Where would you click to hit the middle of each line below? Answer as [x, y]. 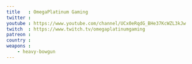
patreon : [19, 35]
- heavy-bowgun [36, 52]
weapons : [19, 46]
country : [19, 40]
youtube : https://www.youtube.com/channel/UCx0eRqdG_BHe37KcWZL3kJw [96, 23]
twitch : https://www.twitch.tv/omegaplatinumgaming [76, 29]
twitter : [19, 18]
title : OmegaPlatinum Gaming [47, 12]
